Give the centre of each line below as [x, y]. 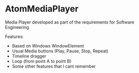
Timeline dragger [29, 56]
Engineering [17, 27]
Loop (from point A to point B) [42, 61]
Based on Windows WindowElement [48, 46]
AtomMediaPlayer [42, 9]
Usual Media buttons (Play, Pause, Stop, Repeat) [60, 51]
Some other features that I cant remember [54, 66]
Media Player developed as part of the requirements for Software [69, 22]
